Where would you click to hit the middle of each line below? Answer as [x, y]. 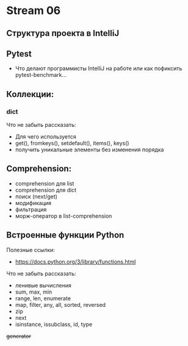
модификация [33, 203]
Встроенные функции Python [65, 235]
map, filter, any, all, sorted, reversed [60, 305]
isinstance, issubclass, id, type [54, 324]
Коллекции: [30, 94]
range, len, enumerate [43, 298]
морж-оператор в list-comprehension [63, 216]
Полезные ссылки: [31, 250]
